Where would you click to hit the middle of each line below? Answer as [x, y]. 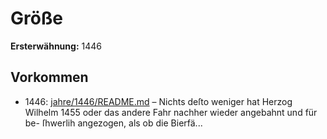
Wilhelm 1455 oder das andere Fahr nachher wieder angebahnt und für [171, 112]
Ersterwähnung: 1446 [56, 46]
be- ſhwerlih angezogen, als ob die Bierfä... [113, 123]
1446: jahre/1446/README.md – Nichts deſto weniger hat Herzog [158, 101]
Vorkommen [49, 77]
